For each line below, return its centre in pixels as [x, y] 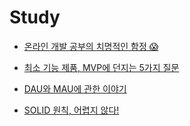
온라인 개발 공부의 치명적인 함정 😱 [91, 46]
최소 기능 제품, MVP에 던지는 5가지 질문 [101, 67]
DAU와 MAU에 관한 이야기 [75, 88]
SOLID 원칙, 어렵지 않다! [71, 110]
